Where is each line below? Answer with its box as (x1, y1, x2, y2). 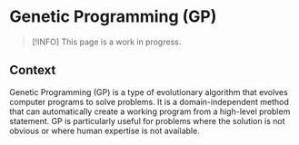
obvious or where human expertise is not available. (9, 125, 200, 136)
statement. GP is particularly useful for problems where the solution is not (9, 115, 285, 126)
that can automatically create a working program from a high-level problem (9, 106, 291, 117)
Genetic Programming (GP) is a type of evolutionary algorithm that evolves (9, 86, 288, 97)
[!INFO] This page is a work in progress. (31, 36, 182, 47)
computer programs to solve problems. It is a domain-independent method (9, 96, 289, 107)
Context (9, 63, 56, 78)
